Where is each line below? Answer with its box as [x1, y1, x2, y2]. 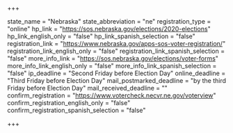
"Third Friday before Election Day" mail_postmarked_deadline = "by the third [7, 77, 227, 84]
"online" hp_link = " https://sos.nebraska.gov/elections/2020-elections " [7, 25, 211, 33]
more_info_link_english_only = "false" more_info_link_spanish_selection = [7, 62, 217, 70]
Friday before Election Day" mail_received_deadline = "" [7, 84, 168, 92]
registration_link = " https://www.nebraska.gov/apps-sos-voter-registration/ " [7, 40, 226, 47]
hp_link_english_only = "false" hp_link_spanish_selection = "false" [7, 32, 196, 40]
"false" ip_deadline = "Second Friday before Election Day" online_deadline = [7, 69, 226, 77]
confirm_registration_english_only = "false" [7, 99, 131, 107]
